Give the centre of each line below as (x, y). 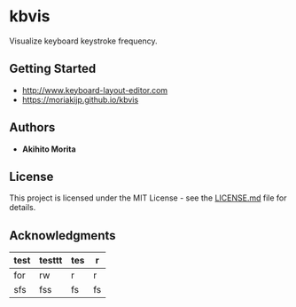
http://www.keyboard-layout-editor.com (95, 90)
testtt (51, 261)
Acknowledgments (63, 236)
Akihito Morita (49, 149)
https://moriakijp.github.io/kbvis (80, 99)
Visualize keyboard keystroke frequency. (83, 41)
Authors (32, 127)
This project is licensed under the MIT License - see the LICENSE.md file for (148, 198)
